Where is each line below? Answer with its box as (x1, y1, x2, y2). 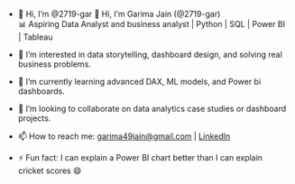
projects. (17, 113, 51, 124)
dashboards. (17, 86, 65, 97)
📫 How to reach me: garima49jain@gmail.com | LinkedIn (17, 131, 231, 142)
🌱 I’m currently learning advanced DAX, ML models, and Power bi (17, 77, 262, 87)
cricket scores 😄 (17, 165, 82, 176)
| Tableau (17, 32, 53, 42)
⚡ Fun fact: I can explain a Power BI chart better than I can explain (17, 152, 263, 162)
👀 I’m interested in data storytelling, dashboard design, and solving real (17, 50, 282, 60)
